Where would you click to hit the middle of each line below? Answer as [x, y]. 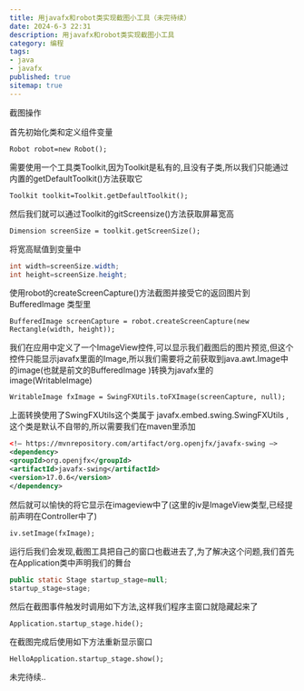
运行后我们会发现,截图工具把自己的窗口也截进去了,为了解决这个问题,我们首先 [152, 551]
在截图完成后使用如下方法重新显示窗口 [81, 642]
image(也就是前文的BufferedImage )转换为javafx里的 [115, 370]
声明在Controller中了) [57, 516]
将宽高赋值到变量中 [45, 249]
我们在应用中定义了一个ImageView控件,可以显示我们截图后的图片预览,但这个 [152, 347]
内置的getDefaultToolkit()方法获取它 [76, 178]
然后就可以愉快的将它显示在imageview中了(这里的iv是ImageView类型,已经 [147, 505]
